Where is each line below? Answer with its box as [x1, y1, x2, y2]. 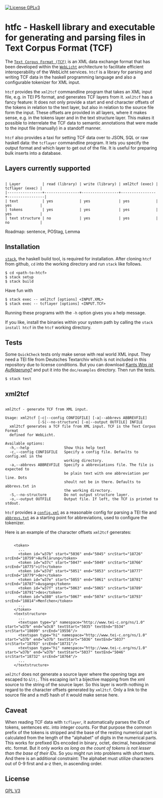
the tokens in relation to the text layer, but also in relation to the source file [5, 104, 154, 110]
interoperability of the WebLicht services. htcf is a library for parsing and [5, 69, 152, 75]
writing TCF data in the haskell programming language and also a [5, 74, 136, 80]
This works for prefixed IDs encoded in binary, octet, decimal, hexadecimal [5, 740, 156, 746]
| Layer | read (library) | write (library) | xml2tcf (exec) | [5, 181, 159, 187]
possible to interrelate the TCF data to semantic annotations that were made [5, 120, 158, 126]
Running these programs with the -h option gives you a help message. [5, 310, 146, 315]
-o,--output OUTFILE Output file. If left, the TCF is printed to [9, 497, 159, 502]
